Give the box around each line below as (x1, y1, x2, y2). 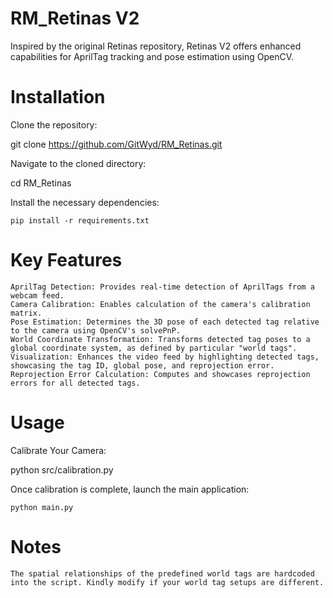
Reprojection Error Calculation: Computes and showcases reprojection (10, 369, 311, 379)
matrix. (10, 308, 43, 318)
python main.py (10, 502, 74, 512)
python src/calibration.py (10, 463, 114, 476)
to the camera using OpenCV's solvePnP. (10, 325, 182, 336)
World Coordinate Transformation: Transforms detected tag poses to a (10, 334, 311, 344)
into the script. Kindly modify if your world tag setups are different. (10, 577, 325, 587)
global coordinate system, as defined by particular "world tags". (10, 343, 298, 353)
